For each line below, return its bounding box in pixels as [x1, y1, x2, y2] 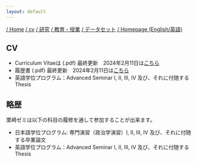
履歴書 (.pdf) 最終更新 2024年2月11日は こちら [14, 67, 129, 74]
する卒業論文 [14, 137, 46, 144]
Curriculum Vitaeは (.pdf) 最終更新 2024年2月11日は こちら [14, 60, 160, 67]
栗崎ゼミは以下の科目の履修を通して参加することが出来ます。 [6, 116, 156, 124]
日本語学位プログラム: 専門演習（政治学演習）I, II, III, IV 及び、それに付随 [14, 129, 192, 136]
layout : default [6, 8, 46, 15]
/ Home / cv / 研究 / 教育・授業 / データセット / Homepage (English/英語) [6, 25, 183, 33]
